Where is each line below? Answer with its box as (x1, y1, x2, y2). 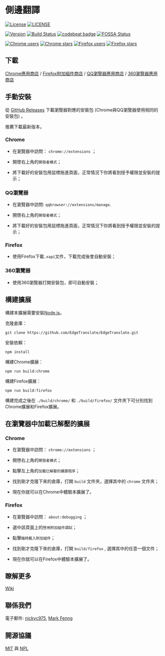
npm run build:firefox (5, 388, 52, 393)
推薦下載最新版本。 (5, 123, 45, 129)
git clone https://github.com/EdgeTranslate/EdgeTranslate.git (5, 330, 139, 335)
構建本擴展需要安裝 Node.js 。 (5, 310, 64, 316)
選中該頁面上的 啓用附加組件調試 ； (12, 524, 77, 530)
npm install (5, 349, 30, 354)
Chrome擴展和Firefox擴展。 (5, 404, 62, 410)
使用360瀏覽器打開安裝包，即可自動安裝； (12, 279, 99, 285)
